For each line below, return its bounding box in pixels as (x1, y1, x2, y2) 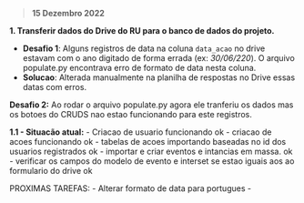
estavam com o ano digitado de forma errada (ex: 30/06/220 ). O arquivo (22, 53, 296, 63)
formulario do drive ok (9, 166, 93, 176)
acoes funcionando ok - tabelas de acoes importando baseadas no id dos (9, 137, 287, 147)
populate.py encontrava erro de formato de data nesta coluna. (22, 63, 257, 73)
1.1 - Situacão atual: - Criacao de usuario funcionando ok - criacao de (9, 127, 272, 137)
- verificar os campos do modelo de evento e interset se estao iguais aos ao (9, 156, 295, 167)
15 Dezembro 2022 (31, 8, 105, 18)
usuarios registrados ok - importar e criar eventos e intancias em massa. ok (9, 146, 293, 157)
